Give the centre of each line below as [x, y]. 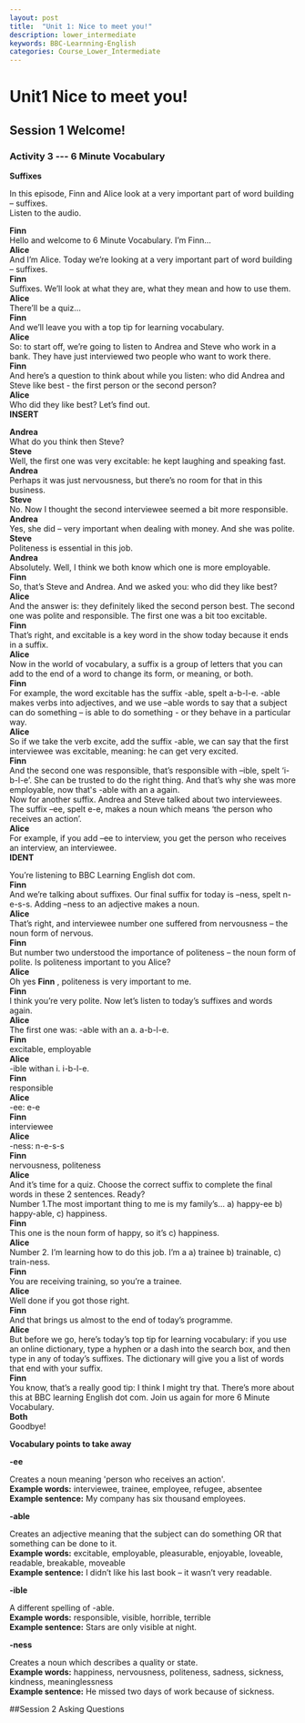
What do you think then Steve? [67, 441]
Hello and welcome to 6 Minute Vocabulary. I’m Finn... [111, 240]
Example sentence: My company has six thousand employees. [127, 1499]
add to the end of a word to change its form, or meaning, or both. [131, 674]
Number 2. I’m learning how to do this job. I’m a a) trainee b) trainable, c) [146, 1252]
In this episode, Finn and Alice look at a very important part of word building [152, 193]
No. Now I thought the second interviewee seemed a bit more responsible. [149, 509]
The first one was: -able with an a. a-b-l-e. [89, 1030]
